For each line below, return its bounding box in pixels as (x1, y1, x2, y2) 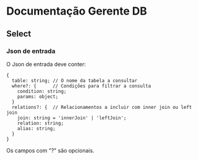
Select (6, 29, 32, 39)
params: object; (17, 93, 59, 100)
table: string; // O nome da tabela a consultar (12, 77, 138, 83)
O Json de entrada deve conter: (6, 60, 87, 68)
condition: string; (17, 88, 67, 94)
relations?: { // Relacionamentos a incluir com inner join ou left (12, 104, 192, 110)
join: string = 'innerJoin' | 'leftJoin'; (17, 114, 127, 121)
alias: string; (17, 125, 56, 131)
